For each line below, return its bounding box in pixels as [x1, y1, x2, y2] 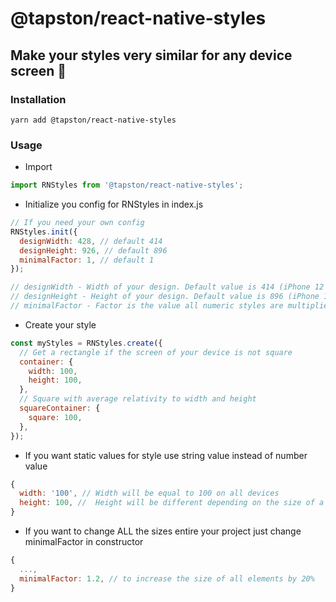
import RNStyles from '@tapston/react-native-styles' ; [10, 180, 244, 191]
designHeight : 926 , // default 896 [19, 245, 168, 256]
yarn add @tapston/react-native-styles [10, 115, 177, 125]
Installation [10, 92, 67, 106]
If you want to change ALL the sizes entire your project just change [24, 525, 302, 537]
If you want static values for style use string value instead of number [24, 449, 308, 461]
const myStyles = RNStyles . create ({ [10, 338, 163, 348]
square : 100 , [28, 412, 83, 422]
